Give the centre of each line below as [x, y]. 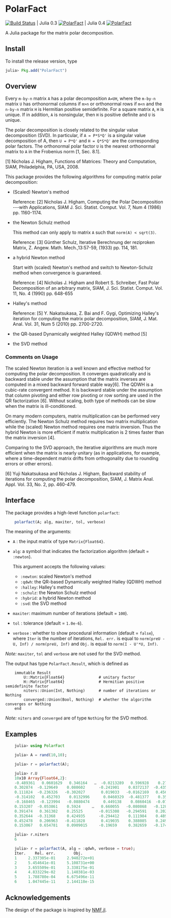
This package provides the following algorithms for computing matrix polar [83, 177]
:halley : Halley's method [47, 587]
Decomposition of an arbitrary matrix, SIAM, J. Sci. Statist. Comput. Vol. [88, 288]
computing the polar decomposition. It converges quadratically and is [78, 373]
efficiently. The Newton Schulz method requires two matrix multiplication [82, 421]
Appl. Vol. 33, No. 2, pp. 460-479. [41, 484]
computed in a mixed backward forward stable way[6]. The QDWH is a [79, 384]
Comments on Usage [32, 357]
